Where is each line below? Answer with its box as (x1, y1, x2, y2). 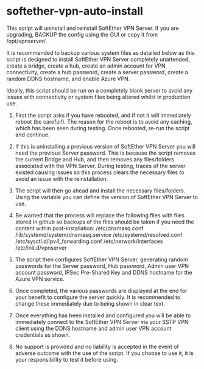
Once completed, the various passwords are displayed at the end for (15, 287, 188, 294)
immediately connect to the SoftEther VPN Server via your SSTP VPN (15, 318, 189, 325)
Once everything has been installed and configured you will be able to (15, 312, 191, 319)
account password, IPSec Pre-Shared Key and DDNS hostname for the (15, 269, 193, 276)
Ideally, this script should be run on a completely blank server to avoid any (6, 86, 193, 94)
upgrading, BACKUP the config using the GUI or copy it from (6, 30, 158, 38)
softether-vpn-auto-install (6, 4, 143, 18)
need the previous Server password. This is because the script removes (15, 149, 196, 156)
